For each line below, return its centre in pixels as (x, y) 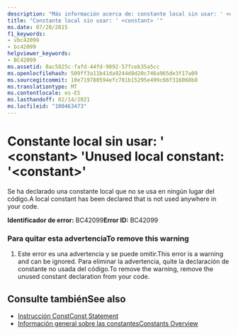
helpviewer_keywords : (39, 54)
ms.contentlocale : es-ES (44, 93)
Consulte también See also (67, 299)
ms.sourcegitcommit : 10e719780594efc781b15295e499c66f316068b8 (103, 80)
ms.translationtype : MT (42, 87)
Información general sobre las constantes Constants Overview (108, 323)
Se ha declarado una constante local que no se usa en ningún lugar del (111, 191)
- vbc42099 (23, 40)
